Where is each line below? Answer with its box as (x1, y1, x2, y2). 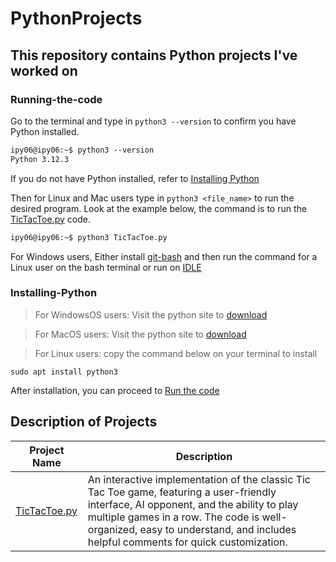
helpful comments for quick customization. (87, 535, 288, 549)
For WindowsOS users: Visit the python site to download (34, 308, 268, 321)
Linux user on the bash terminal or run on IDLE (10, 261, 202, 273)
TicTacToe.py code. (10, 213, 91, 225)
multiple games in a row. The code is (87, 510, 260, 524)
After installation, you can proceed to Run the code (10, 384, 220, 396)
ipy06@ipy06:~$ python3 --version (10, 145, 155, 155)
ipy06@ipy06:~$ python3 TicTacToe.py (10, 232, 168, 242)
